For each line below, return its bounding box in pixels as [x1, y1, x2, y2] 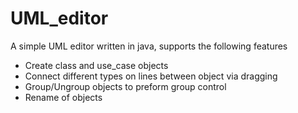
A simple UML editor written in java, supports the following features [10, 40, 288, 52]
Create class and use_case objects [24, 59, 169, 71]
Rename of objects [24, 91, 103, 103]
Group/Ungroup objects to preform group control [24, 80, 227, 92]
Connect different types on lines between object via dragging [24, 70, 278, 82]
